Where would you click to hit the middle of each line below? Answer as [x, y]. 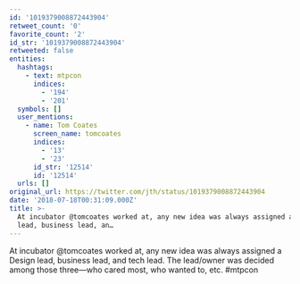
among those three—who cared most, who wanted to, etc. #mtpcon [134, 270]
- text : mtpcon [54, 76]
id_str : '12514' [63, 167]
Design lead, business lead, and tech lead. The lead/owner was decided [142, 260]
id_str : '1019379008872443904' [67, 42]
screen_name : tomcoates [77, 134]
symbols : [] [40, 109]
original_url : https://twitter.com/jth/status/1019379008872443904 [137, 192]
